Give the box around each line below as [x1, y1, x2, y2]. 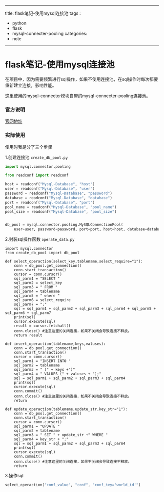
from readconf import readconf [5, 173, 69, 178]
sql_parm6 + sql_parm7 [5, 311, 51, 315]
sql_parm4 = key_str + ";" [14, 437, 69, 442]
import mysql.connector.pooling [5, 164, 71, 169]
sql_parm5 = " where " [14, 293, 60, 298]
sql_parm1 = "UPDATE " [14, 424, 60, 429]
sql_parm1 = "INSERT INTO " [14, 359, 71, 363]
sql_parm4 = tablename [14, 289, 60, 294]
